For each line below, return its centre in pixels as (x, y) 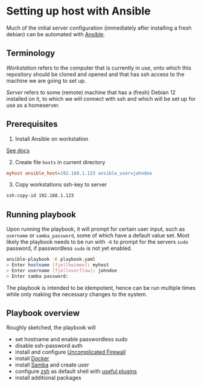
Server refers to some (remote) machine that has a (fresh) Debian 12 (91, 92)
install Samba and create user (52, 365)
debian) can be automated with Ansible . (56, 34)
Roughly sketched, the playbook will (51, 328)
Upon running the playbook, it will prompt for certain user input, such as (96, 229)
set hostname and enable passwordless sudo (71, 339)
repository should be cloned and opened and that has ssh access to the (96, 74)
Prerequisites (32, 124)
